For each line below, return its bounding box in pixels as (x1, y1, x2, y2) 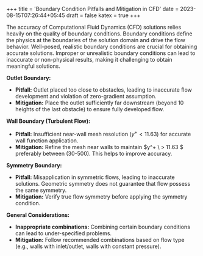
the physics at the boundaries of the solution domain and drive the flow (6, 37, 186, 43)
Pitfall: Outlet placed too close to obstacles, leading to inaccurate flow (15, 86, 192, 93)
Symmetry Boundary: (6, 161, 62, 169)
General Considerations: (6, 211, 70, 219)
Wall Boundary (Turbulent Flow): (6, 117, 90, 125)
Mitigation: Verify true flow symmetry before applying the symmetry (15, 192, 188, 200)
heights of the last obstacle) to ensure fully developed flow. (15, 106, 165, 112)
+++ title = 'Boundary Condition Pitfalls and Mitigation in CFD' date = (6, 5, 179, 12)
